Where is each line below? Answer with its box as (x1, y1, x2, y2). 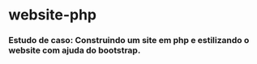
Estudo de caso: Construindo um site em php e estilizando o (8, 35, 250, 46)
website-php (8, 6, 97, 24)
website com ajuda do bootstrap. (8, 45, 141, 56)
